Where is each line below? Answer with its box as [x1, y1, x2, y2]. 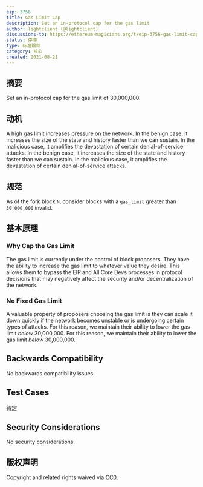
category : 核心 [6, 49, 43, 55]
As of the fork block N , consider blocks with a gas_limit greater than [6, 198, 177, 205]
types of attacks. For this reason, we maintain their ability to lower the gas [6, 323, 190, 331]
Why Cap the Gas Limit [6, 242, 75, 250]
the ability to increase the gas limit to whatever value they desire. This [6, 262, 180, 269]
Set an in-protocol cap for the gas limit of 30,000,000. [6, 95, 141, 102]
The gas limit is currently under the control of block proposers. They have [6, 255, 190, 263]
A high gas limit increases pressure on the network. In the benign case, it [6, 130, 188, 137]
